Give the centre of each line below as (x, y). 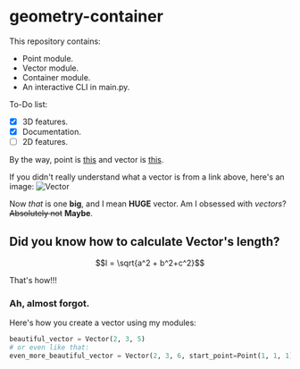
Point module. (48, 58)
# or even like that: (50, 348)
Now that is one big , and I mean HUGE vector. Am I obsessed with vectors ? (148, 204)
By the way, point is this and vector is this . (87, 160)
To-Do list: (28, 104)
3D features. (45, 122)
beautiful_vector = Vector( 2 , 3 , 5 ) (77, 340)
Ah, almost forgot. (50, 303)
